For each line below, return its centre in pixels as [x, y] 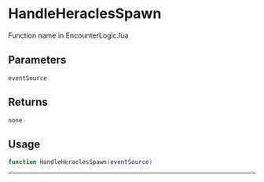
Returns [28, 102]
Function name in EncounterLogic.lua [68, 35]
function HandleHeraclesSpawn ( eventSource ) [81, 162]
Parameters [37, 60]
